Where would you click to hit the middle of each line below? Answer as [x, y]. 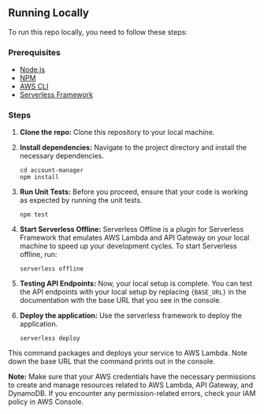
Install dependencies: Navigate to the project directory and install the [133, 147]
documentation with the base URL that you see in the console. [121, 300]
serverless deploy [50, 338]
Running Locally [48, 13]
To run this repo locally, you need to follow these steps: [98, 32]
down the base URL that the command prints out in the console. [112, 361]
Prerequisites [34, 52]
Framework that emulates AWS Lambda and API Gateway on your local [134, 238]
